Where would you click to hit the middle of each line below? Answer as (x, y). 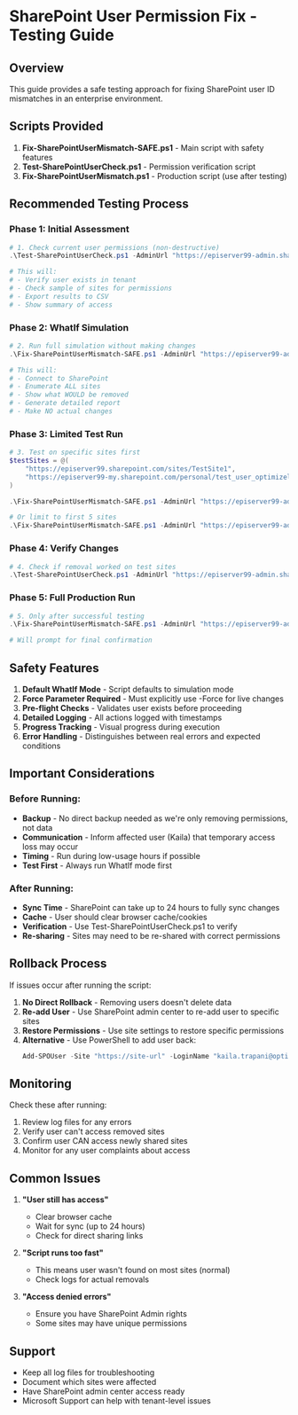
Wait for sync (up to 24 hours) (90, 1226)
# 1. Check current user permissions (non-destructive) (114, 247)
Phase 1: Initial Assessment (70, 230)
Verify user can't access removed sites (94, 1131)
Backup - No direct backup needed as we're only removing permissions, (155, 818)
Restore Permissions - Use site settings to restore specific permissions (153, 1030)
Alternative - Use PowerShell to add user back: (109, 1040)
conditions (41, 746)
